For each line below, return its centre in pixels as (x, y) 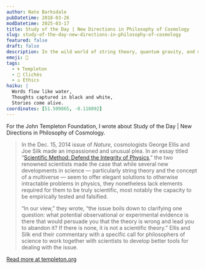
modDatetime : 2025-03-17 (38, 23)
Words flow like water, (42, 92)
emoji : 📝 (17, 57)
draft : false (23, 46)
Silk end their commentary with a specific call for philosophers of (103, 234)
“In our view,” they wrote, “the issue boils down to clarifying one (102, 208)
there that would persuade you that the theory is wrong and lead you (107, 221)
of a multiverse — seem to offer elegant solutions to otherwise (99, 177)
